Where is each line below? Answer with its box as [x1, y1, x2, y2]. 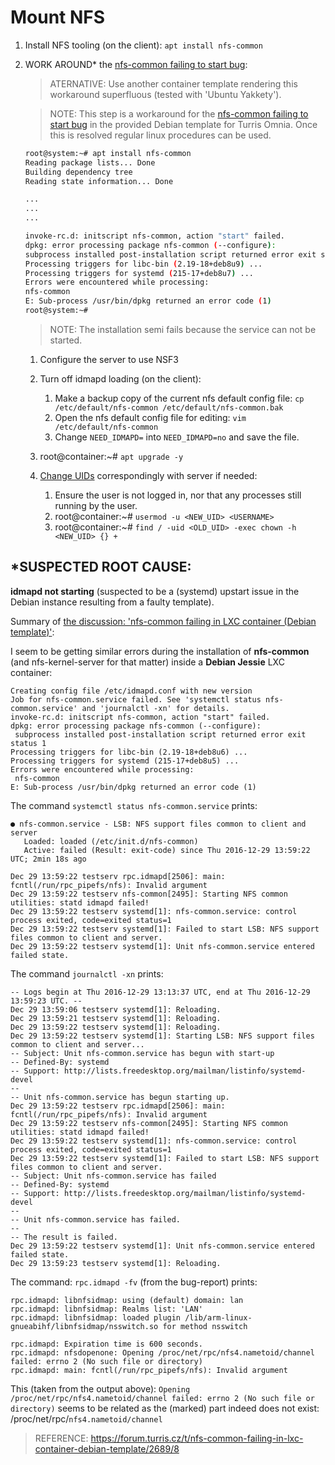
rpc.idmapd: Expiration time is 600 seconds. [10, 1339, 203, 1349]
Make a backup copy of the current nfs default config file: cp [54, 392, 305, 404]
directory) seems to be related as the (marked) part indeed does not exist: [10, 1402, 320, 1414]
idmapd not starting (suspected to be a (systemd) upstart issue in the [10, 585, 300, 597]
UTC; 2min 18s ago [10, 854, 87, 864]
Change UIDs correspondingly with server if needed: [39, 469, 258, 481]
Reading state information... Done [24, 176, 174, 186]
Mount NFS [10, 6, 106, 29]
